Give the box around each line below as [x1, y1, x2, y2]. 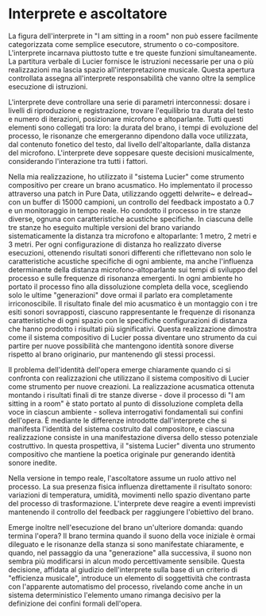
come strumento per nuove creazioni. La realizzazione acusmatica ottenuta [8, 381, 255, 391]
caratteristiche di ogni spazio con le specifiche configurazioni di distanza [8, 315, 248, 325]
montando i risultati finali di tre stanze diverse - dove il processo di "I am [8, 390, 245, 400]
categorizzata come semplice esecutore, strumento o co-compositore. [8, 39, 240, 49]
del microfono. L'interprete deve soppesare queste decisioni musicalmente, [8, 148, 255, 158]
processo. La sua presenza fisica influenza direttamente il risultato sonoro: [8, 481, 253, 491]
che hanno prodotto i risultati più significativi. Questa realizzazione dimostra [8, 324, 257, 333]
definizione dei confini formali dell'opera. [8, 598, 143, 608]
